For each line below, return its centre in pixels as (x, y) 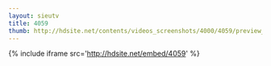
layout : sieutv (34, 16)
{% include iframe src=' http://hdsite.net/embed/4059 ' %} (104, 54)
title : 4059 (28, 23)
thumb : (19, 31)
